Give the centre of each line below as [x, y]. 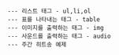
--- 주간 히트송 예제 [37, 45]
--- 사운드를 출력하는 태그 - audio [59, 36]
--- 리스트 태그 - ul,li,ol [49, 11]
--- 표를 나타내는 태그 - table [54, 20]
